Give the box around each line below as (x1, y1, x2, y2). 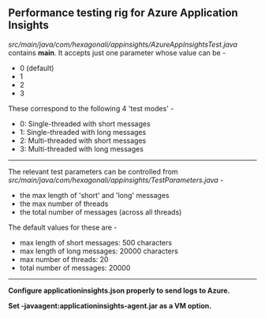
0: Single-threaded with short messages (19, 118, 151, 129)
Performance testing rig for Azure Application (8, 6, 238, 20)
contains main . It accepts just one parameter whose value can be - (8, 47, 226, 58)
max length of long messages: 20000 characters (19, 246, 179, 256)
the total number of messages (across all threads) (19, 207, 182, 216)
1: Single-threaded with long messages (19, 127, 147, 137)
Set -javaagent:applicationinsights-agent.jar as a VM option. (8, 301, 212, 310)
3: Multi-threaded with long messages (19, 144, 144, 153)
